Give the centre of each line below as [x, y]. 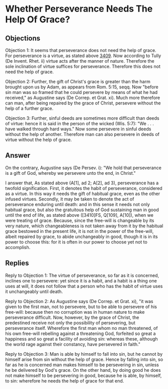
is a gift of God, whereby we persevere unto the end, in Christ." [70, 173]
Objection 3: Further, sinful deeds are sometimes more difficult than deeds [82, 118]
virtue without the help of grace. [38, 140]
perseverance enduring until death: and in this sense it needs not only [77, 204]
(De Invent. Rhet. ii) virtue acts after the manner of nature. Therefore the [80, 61]
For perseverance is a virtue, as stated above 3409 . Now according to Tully [83, 56]
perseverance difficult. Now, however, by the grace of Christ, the [72, 317]
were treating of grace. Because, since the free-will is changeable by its [80, 220]
